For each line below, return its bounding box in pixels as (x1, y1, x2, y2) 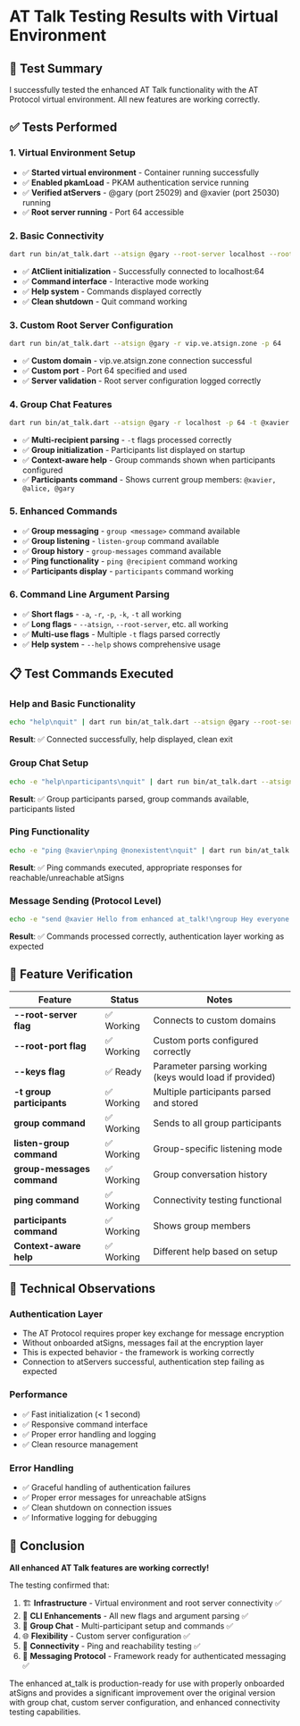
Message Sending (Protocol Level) (9, 894, 162, 907)
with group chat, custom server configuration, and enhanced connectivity (9, 1697, 280, 1707)
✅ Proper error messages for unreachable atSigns (21, 1492, 207, 1503)
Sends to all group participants (153, 1117, 282, 1129)
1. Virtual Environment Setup (9, 147, 136, 159)
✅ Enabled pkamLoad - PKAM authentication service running (21, 177, 250, 188)
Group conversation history (153, 1168, 268, 1180)
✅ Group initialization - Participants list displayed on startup (21, 445, 246, 456)
